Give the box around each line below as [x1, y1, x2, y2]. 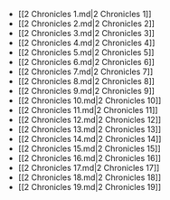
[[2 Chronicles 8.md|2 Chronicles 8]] [17, 76, 156, 86]
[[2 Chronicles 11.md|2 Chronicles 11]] [17, 105, 158, 115]
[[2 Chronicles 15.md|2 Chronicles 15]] [17, 143, 161, 154]
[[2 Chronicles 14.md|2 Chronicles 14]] [17, 134, 162, 144]
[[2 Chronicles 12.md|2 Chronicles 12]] [17, 114, 162, 125]
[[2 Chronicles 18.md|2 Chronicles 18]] [17, 172, 162, 183]
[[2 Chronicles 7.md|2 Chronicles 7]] [17, 66, 154, 77]
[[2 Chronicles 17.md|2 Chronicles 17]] [17, 163, 160, 173]
